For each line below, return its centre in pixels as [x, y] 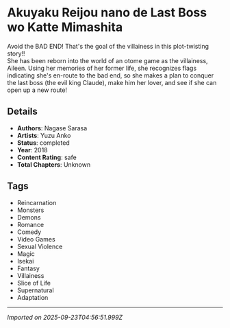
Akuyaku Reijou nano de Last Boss [107, 13]
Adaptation [33, 297]
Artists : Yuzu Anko [44, 135]
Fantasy [28, 268]
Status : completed [43, 143]
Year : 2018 [32, 150]
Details [22, 112]
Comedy [29, 232]
